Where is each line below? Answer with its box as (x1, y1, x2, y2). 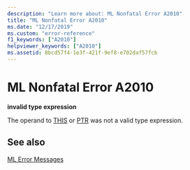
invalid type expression (7, 102, 77, 111)
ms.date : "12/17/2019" (7, 23, 73, 30)
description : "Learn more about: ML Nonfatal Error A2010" (7, 10, 183, 17)
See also (7, 136, 45, 148)
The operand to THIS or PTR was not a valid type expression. (7, 116, 184, 125)
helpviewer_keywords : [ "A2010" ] (7, 43, 101, 50)
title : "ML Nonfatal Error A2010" (7, 17, 108, 24)
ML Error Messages (7, 155, 64, 163)
